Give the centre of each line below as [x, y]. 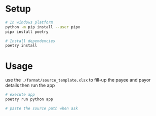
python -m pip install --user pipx [43, 27]
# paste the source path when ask [42, 108]
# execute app [20, 95]
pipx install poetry [27, 32]
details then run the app [30, 85]
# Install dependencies [30, 41]
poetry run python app [29, 99]
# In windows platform [29, 22]
